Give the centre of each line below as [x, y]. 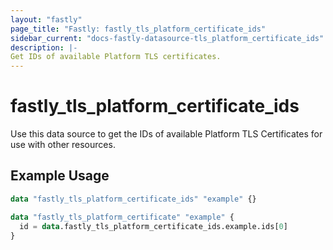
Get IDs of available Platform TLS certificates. [116, 57]
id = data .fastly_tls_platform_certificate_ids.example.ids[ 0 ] [153, 226]
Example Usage [60, 176]
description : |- [44, 47]
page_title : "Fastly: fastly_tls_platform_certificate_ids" [138, 29]
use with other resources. [63, 145]
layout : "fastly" [46, 19]
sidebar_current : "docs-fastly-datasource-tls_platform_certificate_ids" [167, 38]
